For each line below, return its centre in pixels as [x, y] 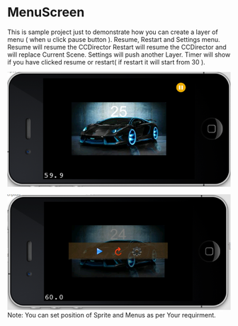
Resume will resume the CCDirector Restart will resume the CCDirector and [117, 47]
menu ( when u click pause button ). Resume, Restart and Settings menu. [114, 39]
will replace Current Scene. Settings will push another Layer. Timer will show [119, 55]
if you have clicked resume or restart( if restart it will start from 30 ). [106, 62]
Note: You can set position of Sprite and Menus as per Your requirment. [112, 315]
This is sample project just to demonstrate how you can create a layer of [113, 32]
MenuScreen [46, 12]
